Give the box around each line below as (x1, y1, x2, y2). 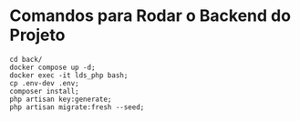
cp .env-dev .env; (9, 78, 79, 87)
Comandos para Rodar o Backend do (9, 5, 292, 26)
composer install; (9, 86, 79, 96)
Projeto (9, 25, 66, 45)
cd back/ (9, 55, 43, 64)
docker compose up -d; (9, 63, 96, 72)
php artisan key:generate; (9, 95, 112, 104)
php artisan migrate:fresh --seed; (9, 102, 145, 112)
